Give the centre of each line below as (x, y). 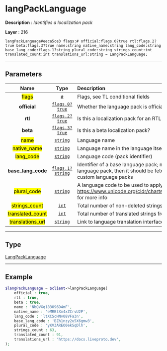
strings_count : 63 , (35, 330)
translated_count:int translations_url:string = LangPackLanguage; (77, 54)
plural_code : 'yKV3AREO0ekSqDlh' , (51, 326)
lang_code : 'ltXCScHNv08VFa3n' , (49, 316)
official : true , (32, 293)
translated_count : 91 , (39, 335)
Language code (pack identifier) (115, 156)
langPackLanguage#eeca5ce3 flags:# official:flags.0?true (66, 41)
